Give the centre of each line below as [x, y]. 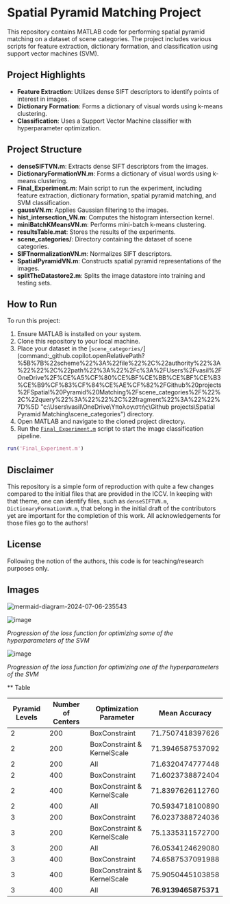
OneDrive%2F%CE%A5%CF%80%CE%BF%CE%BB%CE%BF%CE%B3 [119, 378]
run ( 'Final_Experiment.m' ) [46, 449]
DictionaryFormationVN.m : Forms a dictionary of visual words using [114, 174]
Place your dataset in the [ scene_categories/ [80, 348]
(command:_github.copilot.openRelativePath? [81, 356]
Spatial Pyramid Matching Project [104, 13]
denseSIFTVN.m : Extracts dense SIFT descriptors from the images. [113, 166]
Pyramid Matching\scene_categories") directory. [86, 414]
